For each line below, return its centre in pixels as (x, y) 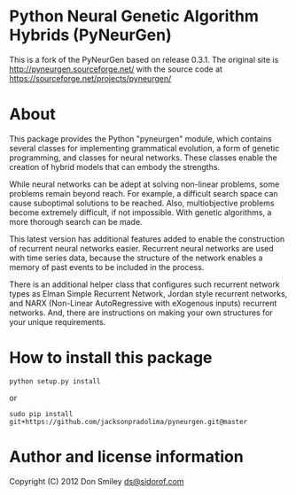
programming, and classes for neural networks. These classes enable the (143, 158)
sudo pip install (41, 414)
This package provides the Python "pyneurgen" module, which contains (140, 138)
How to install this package (111, 358)
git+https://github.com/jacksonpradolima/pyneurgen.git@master (129, 422)
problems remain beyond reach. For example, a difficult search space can (144, 193)
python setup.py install (55, 381)
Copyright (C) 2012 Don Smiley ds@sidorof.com (97, 481)
